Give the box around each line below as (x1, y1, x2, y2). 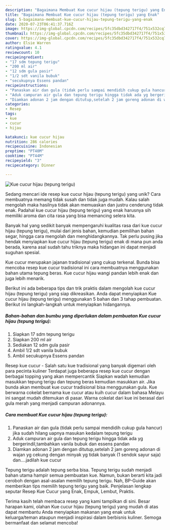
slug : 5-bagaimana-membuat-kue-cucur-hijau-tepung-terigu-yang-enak (5, 17, 153, 22)
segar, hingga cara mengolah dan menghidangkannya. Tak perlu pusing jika (5, 233, 163, 239)
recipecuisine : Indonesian (5, 144, 62, 149)
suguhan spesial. (5, 249, 41, 255)
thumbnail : (5, 31, 28, 36)
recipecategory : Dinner (5, 163, 56, 168)
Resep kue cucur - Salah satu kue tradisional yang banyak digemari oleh (5, 362, 156, 368)
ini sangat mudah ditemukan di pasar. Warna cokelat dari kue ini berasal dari (5, 395, 164, 401)
